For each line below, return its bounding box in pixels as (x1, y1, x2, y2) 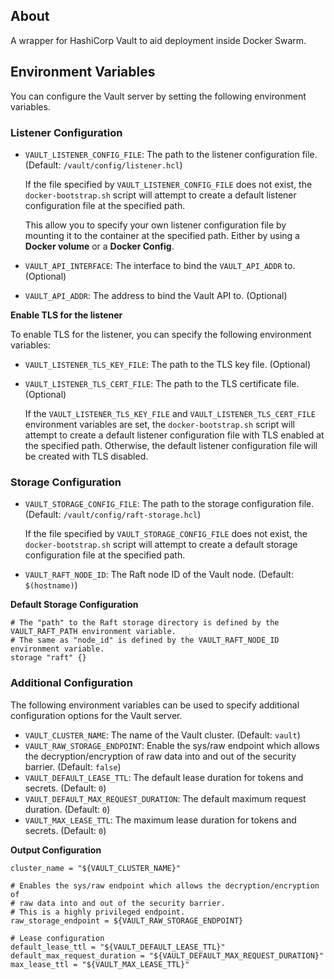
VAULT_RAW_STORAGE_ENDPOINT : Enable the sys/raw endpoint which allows (24, 739, 320, 751)
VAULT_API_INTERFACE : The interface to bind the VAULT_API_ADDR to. (24, 259, 296, 271)
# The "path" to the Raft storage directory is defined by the (10, 618, 280, 628)
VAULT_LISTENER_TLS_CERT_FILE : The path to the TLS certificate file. (24, 377, 300, 389)
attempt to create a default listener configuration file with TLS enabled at (24, 429, 325, 441)
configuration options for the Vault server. (10, 709, 183, 721)
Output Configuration (10, 844, 102, 856)
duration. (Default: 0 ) (24, 803, 111, 815)
